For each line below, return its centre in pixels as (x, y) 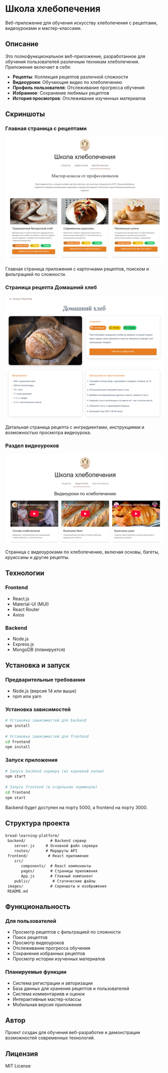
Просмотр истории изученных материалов (59, 959)
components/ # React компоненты (56, 866)
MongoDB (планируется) (39, 649)
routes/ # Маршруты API (46, 851)
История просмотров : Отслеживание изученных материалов (79, 98)
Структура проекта (37, 824)
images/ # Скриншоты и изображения (57, 886)
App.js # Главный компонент (57, 876)
